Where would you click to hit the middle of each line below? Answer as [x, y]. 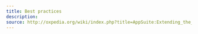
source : [16, 22]
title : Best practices [34, 11]
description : [22, 17]
